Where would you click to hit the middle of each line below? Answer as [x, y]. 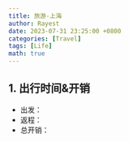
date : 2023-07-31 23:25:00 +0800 [65, 31]
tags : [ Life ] [30, 46]
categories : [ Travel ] [45, 39]
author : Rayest [34, 24]
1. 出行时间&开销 [49, 89]
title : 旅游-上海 [35, 16]
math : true [27, 54]
